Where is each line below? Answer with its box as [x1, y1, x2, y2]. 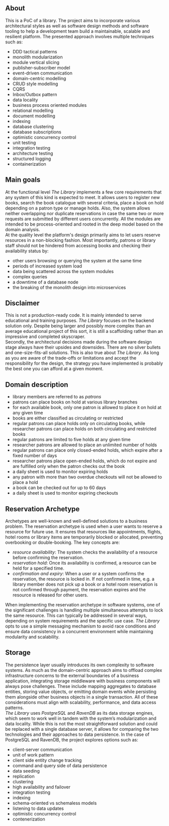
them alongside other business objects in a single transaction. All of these [5, 694, 158, 700]
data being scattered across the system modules [12, 268, 114, 274]
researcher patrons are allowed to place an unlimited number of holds [12, 442, 157, 448]
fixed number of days [12, 453, 57, 459]
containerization [12, 161, 46, 167]
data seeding [12, 768, 40, 774]
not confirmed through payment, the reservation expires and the [12, 587, 146, 593]
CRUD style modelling [12, 81, 58, 87]
